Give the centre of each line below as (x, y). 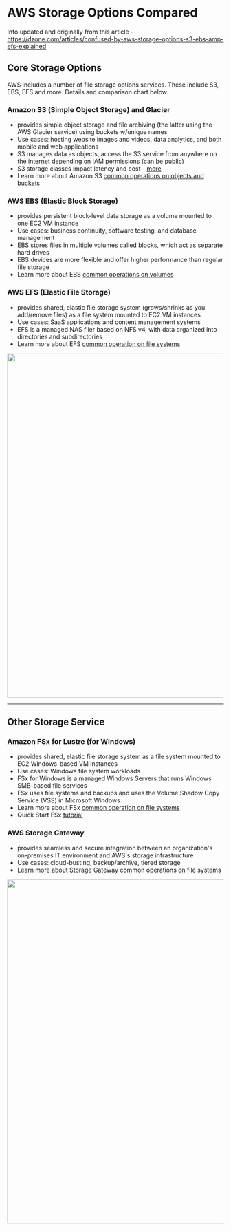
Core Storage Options (54, 68)
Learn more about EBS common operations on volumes (95, 275)
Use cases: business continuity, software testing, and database (107, 231)
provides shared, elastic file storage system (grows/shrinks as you (111, 307)
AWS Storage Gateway (46, 833)
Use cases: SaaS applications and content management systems (109, 322)
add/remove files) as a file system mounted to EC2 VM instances (109, 314)
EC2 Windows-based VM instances (67, 764)
